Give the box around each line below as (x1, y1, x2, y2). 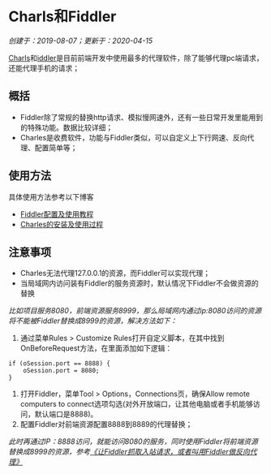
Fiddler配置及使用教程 (19, 209, 94, 219)
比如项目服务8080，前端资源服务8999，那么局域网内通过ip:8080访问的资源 (8, 306, 262, 316)
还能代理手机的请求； (8, 62, 80, 73)
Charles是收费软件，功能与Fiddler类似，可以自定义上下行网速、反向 (19, 132, 247, 142)
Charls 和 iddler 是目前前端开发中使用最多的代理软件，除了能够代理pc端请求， (8, 53, 264, 62)
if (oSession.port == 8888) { (8, 360, 111, 368)
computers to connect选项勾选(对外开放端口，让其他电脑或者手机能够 (19, 399, 254, 409)
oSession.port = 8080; (23, 367, 100, 375)
